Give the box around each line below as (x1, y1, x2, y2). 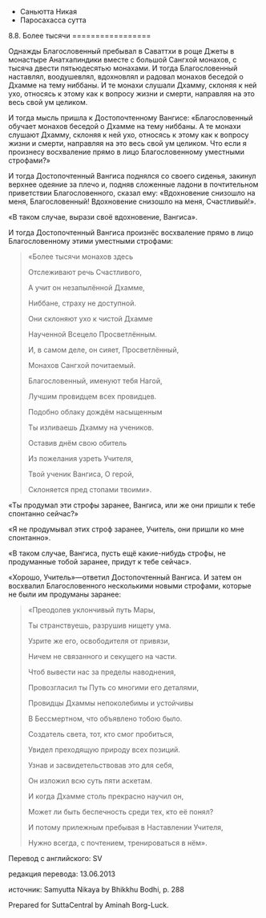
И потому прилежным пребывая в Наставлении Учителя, (27, 823, 224, 832)
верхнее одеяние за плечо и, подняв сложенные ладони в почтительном (8, 180, 259, 189)
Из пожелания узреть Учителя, (27, 454, 134, 463)
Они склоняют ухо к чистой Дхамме (27, 314, 154, 323)
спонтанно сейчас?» (8, 509, 79, 518)
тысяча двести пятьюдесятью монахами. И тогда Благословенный (8, 63, 238, 73)
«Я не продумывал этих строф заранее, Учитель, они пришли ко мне (8, 524, 244, 534)
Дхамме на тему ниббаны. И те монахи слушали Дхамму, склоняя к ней (8, 80, 257, 90)
